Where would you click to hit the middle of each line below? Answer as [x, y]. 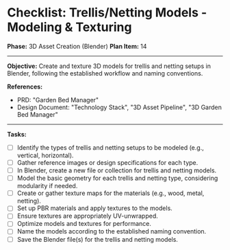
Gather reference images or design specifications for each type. [107, 162]
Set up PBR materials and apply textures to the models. [94, 208]
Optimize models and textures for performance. [84, 224]
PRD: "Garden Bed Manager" [58, 100]
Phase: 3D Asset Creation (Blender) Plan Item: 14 [77, 46]
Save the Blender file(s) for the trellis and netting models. [97, 239]
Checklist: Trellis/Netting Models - [107, 13]
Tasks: [17, 134]
